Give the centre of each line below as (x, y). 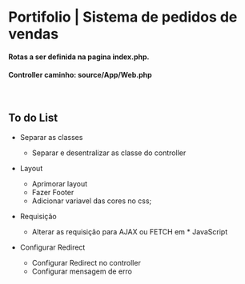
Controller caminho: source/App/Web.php (80, 75)
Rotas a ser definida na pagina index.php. (79, 57)
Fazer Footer (53, 192)
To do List (33, 118)
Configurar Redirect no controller (86, 262)
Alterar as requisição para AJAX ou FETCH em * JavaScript (130, 231)
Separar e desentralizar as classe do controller (109, 153)
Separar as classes (51, 137)
